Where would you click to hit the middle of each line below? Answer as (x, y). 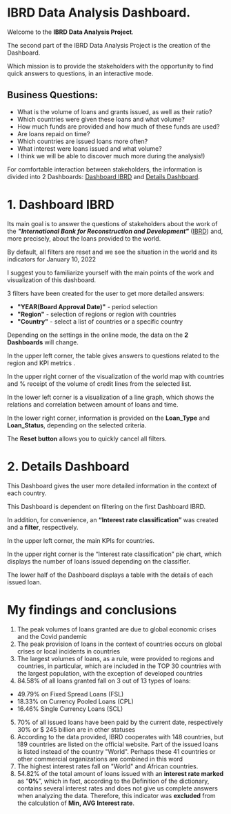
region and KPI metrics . (41, 363)
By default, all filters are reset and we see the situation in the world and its (112, 252)
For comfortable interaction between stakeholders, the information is (105, 169)
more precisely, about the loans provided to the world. (84, 238)
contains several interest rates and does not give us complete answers (118, 788)
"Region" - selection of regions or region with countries (97, 314)
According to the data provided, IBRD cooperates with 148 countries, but (120, 737)
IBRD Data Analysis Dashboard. (99, 13)
